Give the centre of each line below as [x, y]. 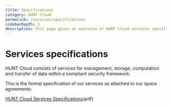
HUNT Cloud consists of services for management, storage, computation [82, 68]
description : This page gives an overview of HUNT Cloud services [78, 29]
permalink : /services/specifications [46, 19]
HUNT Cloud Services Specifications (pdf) [49, 99]
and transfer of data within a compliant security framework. [68, 74]
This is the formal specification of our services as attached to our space [81, 84]
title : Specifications [29, 10]
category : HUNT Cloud [28, 15]
